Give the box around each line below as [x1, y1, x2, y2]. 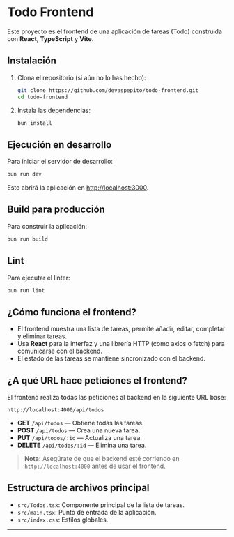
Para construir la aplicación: [7, 222, 88, 230]
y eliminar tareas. [17, 332, 68, 340]
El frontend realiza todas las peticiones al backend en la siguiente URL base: [7, 393, 226, 402]
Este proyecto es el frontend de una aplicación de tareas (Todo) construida [7, 27, 223, 36]
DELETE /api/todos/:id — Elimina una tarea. [17, 441, 147, 450]
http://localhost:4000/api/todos [7, 407, 104, 414]
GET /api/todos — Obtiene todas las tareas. [17, 419, 144, 428]
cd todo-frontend [17, 93, 68, 100]
